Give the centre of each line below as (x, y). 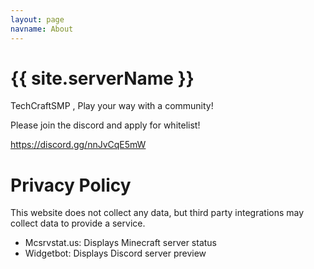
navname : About (42, 29)
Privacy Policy (71, 185)
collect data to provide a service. (78, 223)
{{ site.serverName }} (102, 78)
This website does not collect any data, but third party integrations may (157, 213)
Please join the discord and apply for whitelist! (105, 125)
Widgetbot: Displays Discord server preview (115, 253)
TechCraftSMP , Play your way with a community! (112, 106)
